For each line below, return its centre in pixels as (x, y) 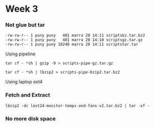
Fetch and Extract (28, 95)
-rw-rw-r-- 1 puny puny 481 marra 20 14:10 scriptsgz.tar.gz (74, 40)
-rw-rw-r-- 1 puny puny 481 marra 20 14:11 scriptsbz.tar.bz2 (75, 36)
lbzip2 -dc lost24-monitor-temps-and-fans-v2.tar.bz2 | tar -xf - (78, 105)
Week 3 (22, 9)
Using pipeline (20, 54)
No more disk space (30, 118)
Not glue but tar (25, 25)
